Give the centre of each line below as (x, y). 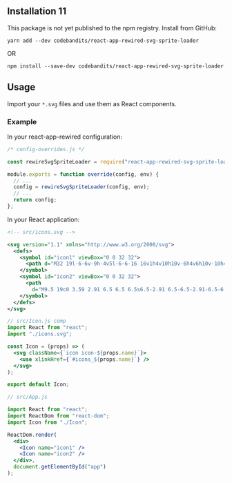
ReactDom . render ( (32, 435)
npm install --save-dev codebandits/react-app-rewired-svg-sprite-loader (116, 66)
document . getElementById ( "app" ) (60, 467)
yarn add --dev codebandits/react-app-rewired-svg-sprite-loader (103, 41)
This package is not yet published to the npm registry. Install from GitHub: (112, 28)
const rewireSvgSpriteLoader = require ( (66, 161)
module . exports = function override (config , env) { (83, 174)
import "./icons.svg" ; (40, 334)
